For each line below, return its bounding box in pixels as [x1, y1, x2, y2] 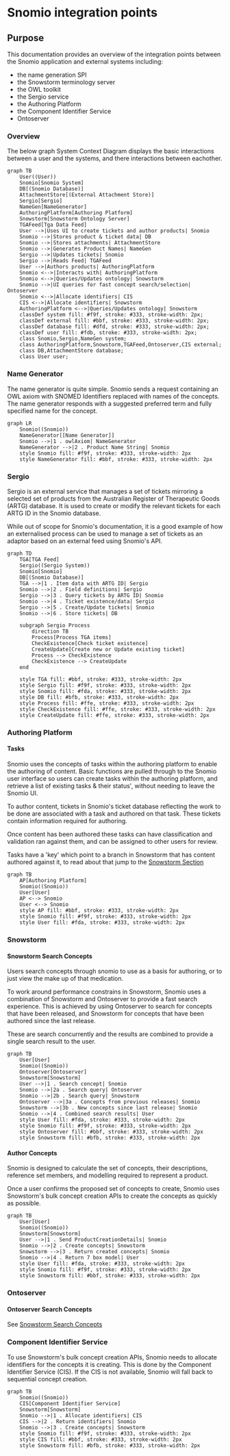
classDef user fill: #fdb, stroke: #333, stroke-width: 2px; [19, 329, 197, 336]
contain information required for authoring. [7, 817, 128, 825]
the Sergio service [16, 92, 69, 101]
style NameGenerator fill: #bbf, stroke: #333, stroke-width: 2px [19, 455, 213, 463]
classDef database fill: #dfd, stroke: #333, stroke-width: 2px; [19, 323, 210, 330]
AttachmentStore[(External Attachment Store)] [19, 192, 155, 199]
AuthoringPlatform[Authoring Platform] [19, 210, 133, 216]
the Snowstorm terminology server [16, 78, 116, 86]
